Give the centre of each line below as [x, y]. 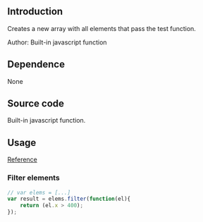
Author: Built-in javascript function [57, 42]
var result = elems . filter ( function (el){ [69, 199]
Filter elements [33, 178]
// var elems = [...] [39, 192]
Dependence [36, 64]
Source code [36, 104]
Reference [22, 160]
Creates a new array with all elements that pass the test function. [101, 28]
